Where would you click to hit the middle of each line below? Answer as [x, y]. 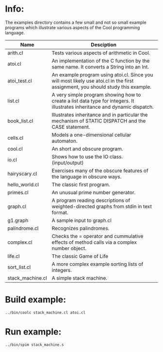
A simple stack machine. [80, 278]
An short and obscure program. [87, 149]
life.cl [14, 256]
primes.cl [18, 192]
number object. [69, 248]
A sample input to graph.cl [81, 220]
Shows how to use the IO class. [87, 156]
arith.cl [15, 53]
